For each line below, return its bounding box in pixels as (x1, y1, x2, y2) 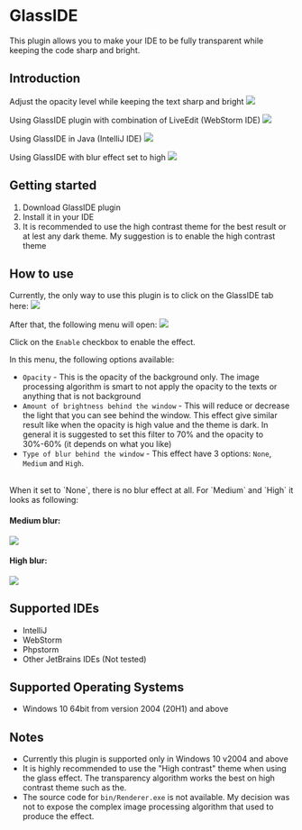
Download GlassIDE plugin (22, 202, 122, 213)
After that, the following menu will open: (9, 319, 158, 330)
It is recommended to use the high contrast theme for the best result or (22, 221, 287, 232)
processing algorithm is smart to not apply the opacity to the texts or (22, 381, 278, 392)
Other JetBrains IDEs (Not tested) (22, 653, 147, 664)
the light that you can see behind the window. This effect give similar (22, 410, 278, 421)
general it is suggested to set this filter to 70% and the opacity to (22, 429, 264, 440)
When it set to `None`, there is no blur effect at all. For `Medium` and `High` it (9, 485, 294, 496)
